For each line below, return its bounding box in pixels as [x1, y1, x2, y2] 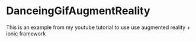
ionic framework [6, 30, 46, 37]
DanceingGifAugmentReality [6, 4, 150, 18]
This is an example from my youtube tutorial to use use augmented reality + [6, 24, 191, 31]
